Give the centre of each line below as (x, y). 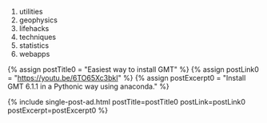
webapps (34, 54)
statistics (34, 46)
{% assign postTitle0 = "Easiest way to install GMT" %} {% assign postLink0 (133, 69)
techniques (38, 37)
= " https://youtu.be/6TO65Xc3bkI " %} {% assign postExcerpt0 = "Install (127, 78)
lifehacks (34, 28)
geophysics (38, 20)
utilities (31, 12)
